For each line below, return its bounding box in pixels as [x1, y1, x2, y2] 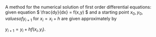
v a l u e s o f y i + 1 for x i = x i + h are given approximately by [5, 16, 117, 22]
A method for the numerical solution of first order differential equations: [5, 4, 152, 10]
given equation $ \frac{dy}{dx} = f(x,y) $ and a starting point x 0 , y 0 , [5, 9, 143, 16]
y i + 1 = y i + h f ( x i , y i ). [5, 26, 46, 33]
